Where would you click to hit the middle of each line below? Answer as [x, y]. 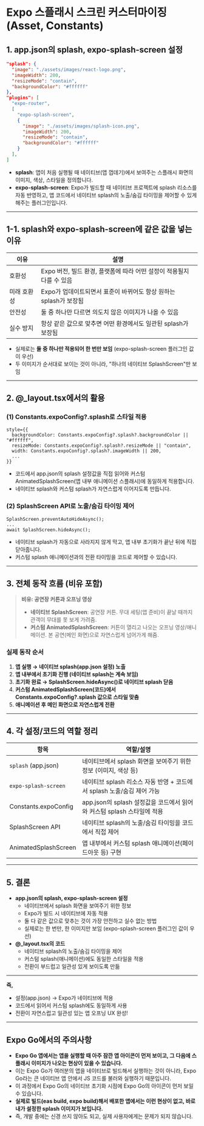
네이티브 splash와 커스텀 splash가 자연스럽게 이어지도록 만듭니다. [93, 489]
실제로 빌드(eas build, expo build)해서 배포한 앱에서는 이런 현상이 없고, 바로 [105, 1101]
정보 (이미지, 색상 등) [110, 770]
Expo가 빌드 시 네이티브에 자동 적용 [66, 914]
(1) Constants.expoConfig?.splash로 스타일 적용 [76, 416]
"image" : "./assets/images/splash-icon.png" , [81, 126]
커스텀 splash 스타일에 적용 [126, 812]
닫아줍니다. [28, 549]
